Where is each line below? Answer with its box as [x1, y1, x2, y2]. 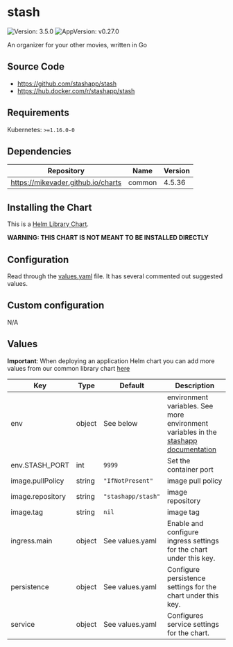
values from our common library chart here [7, 364, 130, 372]
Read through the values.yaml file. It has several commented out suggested [7, 272, 223, 280]
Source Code [7, 61, 64, 73]
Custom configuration [7, 300, 105, 312]
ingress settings [167, 536, 220, 545]
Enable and [167, 518, 204, 528]
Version [164, 166, 191, 176]
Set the [167, 456, 191, 465]
